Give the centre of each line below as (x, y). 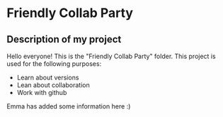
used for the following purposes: (54, 64)
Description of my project (64, 39)
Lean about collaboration (53, 85)
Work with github (42, 93)
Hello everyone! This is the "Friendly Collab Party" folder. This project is (111, 56)
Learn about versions (48, 77)
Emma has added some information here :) (69, 106)
